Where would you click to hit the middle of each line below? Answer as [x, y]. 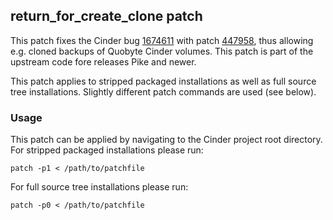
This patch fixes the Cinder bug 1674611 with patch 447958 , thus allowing [162, 40]
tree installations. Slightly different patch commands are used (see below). [163, 91]
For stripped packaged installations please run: [107, 150]
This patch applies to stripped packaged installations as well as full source [163, 81]
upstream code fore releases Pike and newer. [103, 61]
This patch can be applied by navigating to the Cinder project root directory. [166, 140]
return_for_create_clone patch [106, 16]
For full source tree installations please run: [99, 187]
